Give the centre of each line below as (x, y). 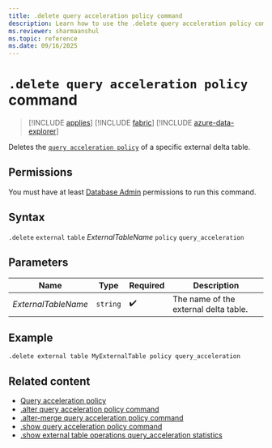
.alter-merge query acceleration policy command (102, 418)
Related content (49, 381)
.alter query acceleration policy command (89, 409)
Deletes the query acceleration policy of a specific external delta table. (130, 147)
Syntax (27, 218)
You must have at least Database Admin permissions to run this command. (132, 192)
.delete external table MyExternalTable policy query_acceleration (125, 356)
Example (31, 337)
